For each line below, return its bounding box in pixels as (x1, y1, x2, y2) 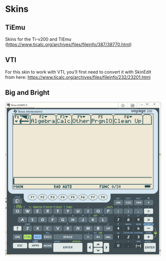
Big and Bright (5, 88, 50, 97)
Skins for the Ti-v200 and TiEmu (5, 36, 72, 42)
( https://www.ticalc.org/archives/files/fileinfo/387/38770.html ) (5, 42, 132, 47)
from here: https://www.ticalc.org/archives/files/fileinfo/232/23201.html (5, 74, 151, 80)
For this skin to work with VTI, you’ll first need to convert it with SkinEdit (5, 69, 152, 75)
